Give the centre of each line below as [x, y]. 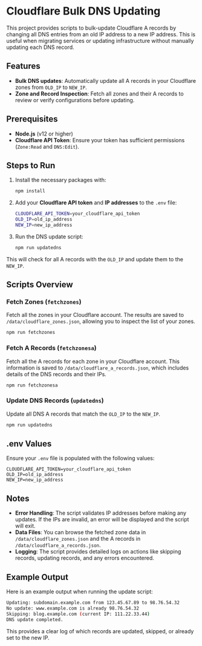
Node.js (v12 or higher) [44, 134]
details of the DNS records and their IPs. [57, 374]
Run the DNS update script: [49, 237]
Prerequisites [32, 119]
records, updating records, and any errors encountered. [84, 558]
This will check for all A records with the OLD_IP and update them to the [95, 259]
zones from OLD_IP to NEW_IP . [51, 87]
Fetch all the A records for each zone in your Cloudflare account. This [93, 361]
